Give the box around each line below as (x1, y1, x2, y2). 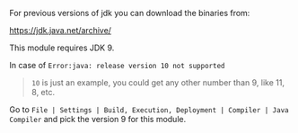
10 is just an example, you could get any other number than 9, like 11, (31, 77, 285, 88)
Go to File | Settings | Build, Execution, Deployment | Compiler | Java (9, 104, 289, 115)
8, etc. (31, 87, 56, 97)
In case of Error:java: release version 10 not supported (9, 60, 225, 70)
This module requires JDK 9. (9, 42, 115, 53)
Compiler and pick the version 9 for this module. (9, 114, 187, 124)
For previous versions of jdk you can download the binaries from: (9, 8, 250, 18)
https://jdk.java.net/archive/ (9, 25, 112, 35)
